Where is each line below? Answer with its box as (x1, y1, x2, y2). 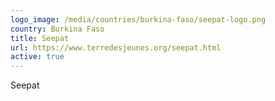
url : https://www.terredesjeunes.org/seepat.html (10, 42, 222, 53)
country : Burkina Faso (10, 24, 105, 34)
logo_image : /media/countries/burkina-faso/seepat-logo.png (10, 14, 267, 25)
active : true (10, 52, 65, 62)
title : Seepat (10, 33, 70, 43)
